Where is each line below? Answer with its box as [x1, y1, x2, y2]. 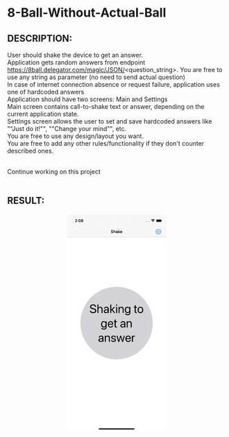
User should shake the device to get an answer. [7, 51, 144, 59]
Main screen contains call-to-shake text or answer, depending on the [7, 103, 205, 110]
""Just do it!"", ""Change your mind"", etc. [7, 125, 127, 132]
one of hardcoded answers [7, 88, 85, 96]
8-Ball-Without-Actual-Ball [7, 5, 167, 21]
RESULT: [7, 195, 45, 207]
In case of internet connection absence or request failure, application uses [7, 80, 221, 88]
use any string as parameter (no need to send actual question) [7, 73, 186, 81]
